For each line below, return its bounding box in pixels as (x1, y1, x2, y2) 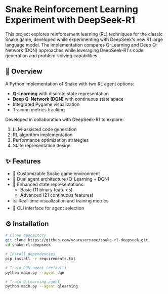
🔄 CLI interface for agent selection (12, 205, 85, 211)
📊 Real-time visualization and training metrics (12, 197, 109, 203)
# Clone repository (5, 233, 47, 238)
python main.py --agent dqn (5, 270, 65, 275)
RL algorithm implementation (12, 132, 73, 138)
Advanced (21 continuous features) (20, 192, 94, 198)
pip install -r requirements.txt (5, 256, 76, 261)
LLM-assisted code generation (12, 126, 77, 132)
